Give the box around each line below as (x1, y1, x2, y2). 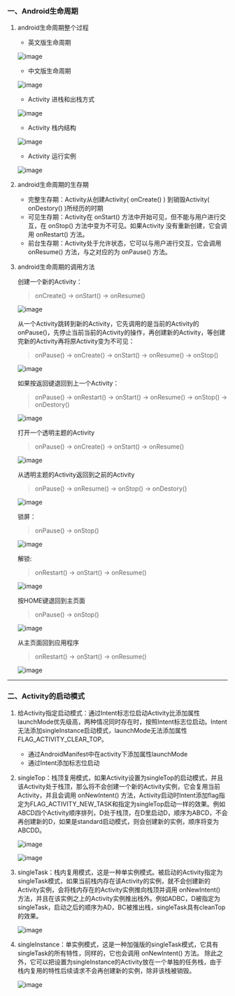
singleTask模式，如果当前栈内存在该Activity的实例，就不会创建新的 (17, 876, 211, 885)
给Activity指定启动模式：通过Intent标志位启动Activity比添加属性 (17, 708, 201, 717)
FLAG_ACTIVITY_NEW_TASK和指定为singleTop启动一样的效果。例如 (29, 799, 226, 808)
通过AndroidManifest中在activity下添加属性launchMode (27, 750, 188, 758)
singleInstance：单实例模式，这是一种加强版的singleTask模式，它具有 (17, 940, 219, 948)
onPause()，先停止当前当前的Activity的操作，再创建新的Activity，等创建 (17, 328, 226, 337)
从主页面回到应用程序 (17, 638, 79, 647)
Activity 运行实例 (27, 152, 77, 160)
